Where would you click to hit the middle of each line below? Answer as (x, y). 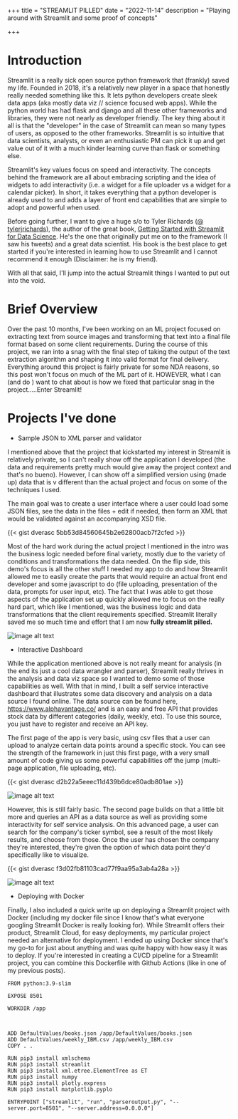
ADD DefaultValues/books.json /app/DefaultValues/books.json (100, 1033)
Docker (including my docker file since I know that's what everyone (106, 917)
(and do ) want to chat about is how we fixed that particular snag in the (111, 382)
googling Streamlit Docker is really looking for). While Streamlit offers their (116, 925)
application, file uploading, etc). (70, 768)
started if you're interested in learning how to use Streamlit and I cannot (113, 251)
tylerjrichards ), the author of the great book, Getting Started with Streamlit (116, 229)
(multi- (211, 760)
